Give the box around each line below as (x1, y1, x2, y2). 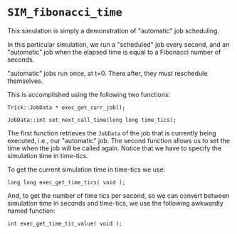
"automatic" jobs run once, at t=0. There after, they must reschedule (7, 69, 208, 77)
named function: (7, 206, 56, 215)
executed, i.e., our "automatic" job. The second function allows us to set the (7, 136, 230, 145)
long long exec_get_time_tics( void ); (7, 179, 126, 186)
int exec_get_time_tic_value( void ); (7, 220, 122, 227)
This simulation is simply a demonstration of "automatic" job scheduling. (7, 26, 219, 35)
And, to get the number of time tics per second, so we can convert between (7, 191, 230, 200)
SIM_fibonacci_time (7, 6, 122, 19)
